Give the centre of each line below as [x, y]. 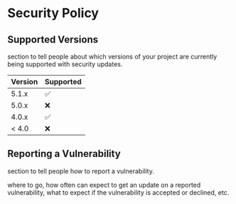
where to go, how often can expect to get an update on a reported [104, 185]
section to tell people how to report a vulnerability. [81, 171]
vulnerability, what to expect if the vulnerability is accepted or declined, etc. [118, 192]
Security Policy [53, 13]
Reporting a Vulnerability [64, 154]
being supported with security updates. [65, 64]
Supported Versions [53, 40]
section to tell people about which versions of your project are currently [112, 56]
